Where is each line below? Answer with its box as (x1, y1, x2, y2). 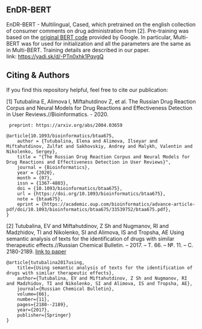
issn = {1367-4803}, (17, 180, 69, 186)
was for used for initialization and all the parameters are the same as (21, 40, 191, 47)
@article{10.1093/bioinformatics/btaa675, (6, 132, 115, 139)
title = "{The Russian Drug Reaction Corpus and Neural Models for (17, 153, 190, 160)
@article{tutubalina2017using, (6, 259, 85, 265)
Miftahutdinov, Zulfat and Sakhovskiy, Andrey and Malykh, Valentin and (6, 143, 193, 149)
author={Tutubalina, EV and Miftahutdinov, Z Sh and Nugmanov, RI (17, 275, 188, 281)
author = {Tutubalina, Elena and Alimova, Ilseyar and (17, 138, 158, 144)
